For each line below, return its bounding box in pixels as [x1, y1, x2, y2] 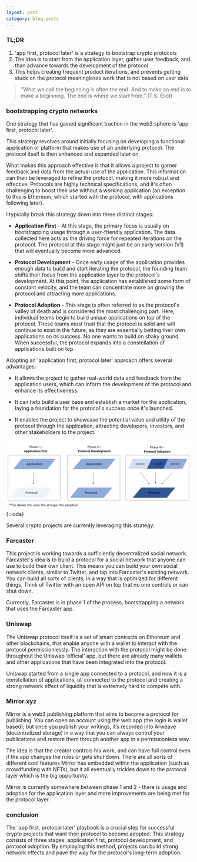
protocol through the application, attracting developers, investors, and [14, 422, 185, 430]
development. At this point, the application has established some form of [14, 278, 191, 285]
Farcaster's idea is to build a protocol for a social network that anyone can [6, 556, 186, 563]
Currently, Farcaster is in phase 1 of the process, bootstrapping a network [6, 599, 185, 606]
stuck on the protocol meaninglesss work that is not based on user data [14, 74, 189, 81]
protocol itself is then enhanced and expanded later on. [6, 150, 140, 157]
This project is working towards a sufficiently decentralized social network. [6, 550, 188, 557]
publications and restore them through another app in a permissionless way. [6, 736, 191, 742]
